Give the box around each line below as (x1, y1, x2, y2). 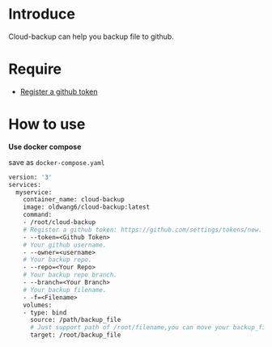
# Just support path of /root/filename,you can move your (29, 324, 230, 332)
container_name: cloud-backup (23, 196, 125, 204)
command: (23, 211, 53, 219)
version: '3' (8, 173, 53, 181)
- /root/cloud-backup (23, 218, 96, 226)
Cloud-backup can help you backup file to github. (8, 32, 174, 41)
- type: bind (23, 308, 67, 316)
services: (8, 180, 42, 188)
